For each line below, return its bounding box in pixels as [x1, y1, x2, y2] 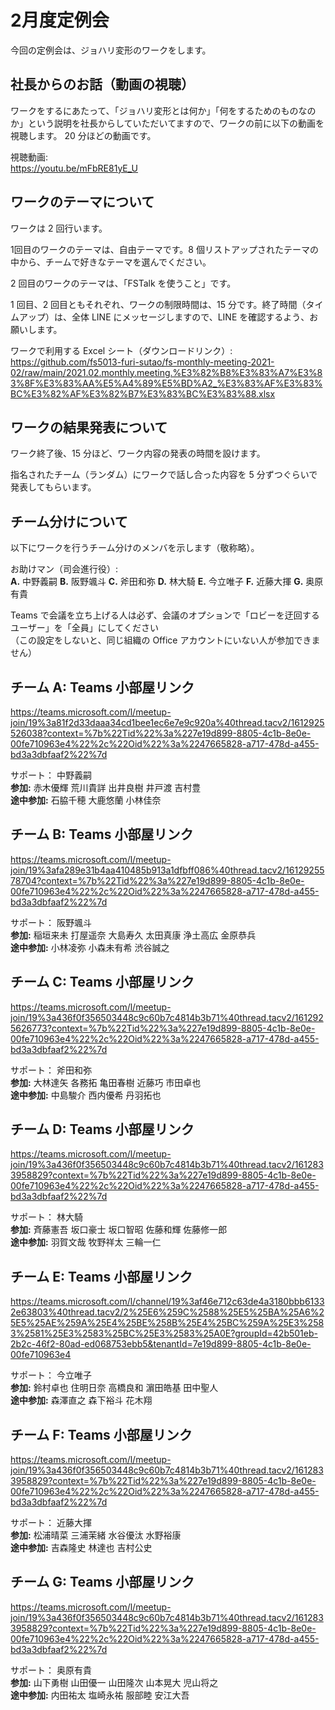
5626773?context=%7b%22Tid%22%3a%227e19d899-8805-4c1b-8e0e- [10, 1022, 316, 1034]
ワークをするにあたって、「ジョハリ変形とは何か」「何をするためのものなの [10, 104, 317, 116]
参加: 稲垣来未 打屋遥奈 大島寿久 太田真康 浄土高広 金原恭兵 [10, 929, 257, 941]
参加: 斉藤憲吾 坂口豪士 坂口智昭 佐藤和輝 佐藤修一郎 [10, 1224, 228, 1236]
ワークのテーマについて [10, 194, 155, 211]
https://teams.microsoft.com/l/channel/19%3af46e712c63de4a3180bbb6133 [10, 1296, 325, 1308]
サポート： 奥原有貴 [10, 1664, 92, 1676]
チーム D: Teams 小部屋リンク [10, 1121, 195, 1138]
